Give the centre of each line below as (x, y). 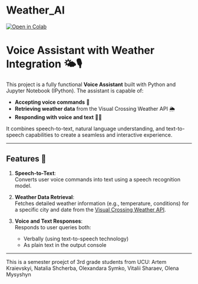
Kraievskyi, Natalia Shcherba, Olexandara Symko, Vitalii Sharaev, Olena (93, 268)
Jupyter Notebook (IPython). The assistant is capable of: (75, 90)
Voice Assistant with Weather (80, 50)
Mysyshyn (19, 274)
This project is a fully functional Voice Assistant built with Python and (91, 84)
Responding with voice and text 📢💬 (58, 117)
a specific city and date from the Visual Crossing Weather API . (90, 209)
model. (23, 186)
